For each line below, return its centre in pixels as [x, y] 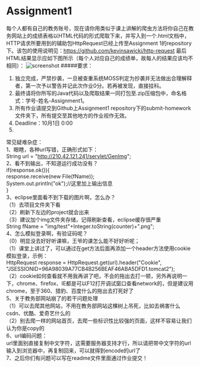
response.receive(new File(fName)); [51, 176]
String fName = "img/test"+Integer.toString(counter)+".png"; [80, 226]
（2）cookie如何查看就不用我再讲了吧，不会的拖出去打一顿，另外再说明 [94, 276]
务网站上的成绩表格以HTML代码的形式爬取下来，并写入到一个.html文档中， [98, 36]
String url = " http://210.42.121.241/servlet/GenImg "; [69, 156]
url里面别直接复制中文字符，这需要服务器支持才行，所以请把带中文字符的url [99, 343]
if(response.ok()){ [28, 170]
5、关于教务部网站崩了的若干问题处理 [52, 298]
